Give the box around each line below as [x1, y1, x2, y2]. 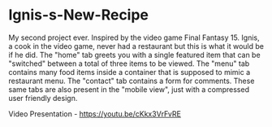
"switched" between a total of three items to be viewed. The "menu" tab [8, 59, 250, 68]
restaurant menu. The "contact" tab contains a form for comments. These [8, 76, 255, 85]
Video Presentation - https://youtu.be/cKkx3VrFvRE [8, 108, 181, 119]
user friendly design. [8, 93, 78, 103]
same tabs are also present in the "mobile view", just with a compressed [8, 84, 250, 94]
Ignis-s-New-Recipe [8, 6, 149, 24]
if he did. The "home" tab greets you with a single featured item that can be [8, 50, 261, 59]
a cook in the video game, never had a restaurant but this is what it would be [8, 41, 265, 50]
